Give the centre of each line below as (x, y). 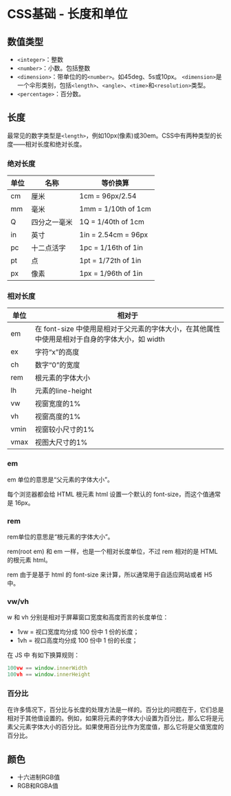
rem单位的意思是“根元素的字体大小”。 (60, 537)
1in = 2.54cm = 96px (114, 235)
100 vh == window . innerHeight (49, 675)
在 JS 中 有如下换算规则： (44, 655)
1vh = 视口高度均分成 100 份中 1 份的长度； (77, 641)
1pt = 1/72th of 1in (110, 261)
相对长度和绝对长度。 (55, 144)
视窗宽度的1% (58, 404)
